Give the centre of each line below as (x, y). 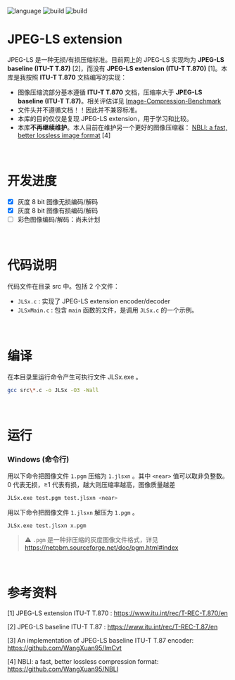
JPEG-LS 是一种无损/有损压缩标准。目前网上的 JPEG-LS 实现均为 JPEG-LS (116, 59)
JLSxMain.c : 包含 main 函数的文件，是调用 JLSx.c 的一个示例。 (108, 310)
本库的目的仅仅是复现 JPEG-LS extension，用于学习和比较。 (105, 118)
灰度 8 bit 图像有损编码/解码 (58, 210)
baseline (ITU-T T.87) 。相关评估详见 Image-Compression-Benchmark (119, 101)
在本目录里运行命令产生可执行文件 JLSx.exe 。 (75, 377)
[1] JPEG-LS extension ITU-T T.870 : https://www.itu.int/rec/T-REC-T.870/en (118, 613)
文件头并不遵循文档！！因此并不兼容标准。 (79, 110)
